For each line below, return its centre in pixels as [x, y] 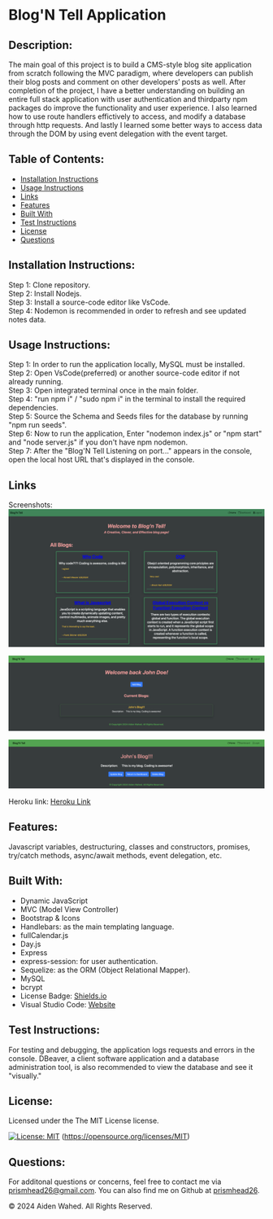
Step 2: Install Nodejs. [45, 293]
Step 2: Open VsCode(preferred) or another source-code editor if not [124, 373]
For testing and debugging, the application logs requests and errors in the [132, 1050]
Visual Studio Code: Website [68, 1004]
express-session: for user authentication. [89, 961]
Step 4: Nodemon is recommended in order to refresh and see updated [127, 310]
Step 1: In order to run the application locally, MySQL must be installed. [127, 365]
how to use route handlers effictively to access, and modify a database [127, 116]
